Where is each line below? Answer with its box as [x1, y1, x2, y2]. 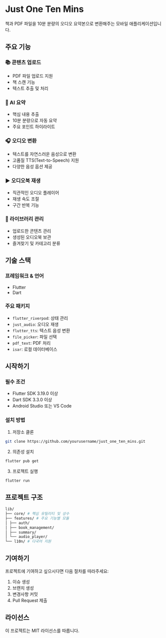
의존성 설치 [12, 448, 34, 454]
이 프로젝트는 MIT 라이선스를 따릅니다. [5, 628, 80, 634]
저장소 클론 [12, 429, 34, 435]
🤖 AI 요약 [5, 99, 26, 106]
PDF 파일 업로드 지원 [12, 73, 53, 79]
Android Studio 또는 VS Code [12, 403, 72, 409]
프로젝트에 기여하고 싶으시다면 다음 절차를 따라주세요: [5, 568, 109, 574]
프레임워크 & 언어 [5, 272, 44, 279]
